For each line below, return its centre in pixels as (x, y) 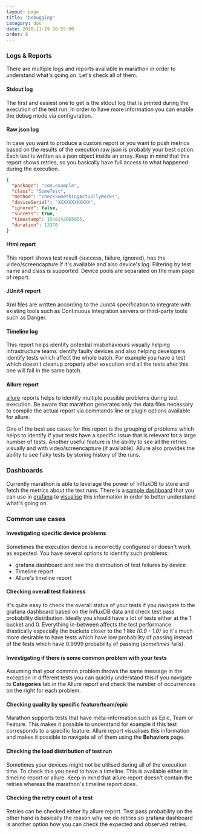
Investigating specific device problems (56, 533)
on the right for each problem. (44, 691)
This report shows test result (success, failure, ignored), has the (86, 258)
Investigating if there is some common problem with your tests (87, 657)
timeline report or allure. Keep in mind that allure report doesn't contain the (99, 778)
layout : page (23, 12)
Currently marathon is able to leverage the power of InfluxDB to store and (98, 483)
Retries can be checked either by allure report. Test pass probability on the (99, 811)
